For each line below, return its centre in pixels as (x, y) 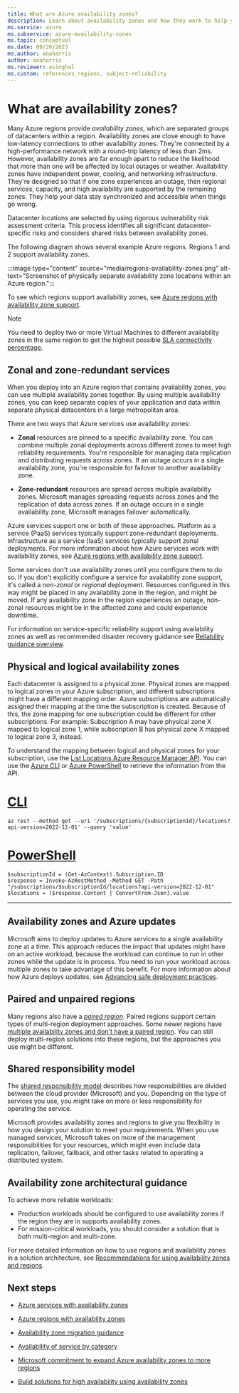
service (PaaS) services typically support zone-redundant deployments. (113, 533)
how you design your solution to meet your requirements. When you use (113, 1130)
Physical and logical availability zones (94, 667)
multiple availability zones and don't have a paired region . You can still (110, 1031)
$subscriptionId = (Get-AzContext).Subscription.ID (85, 874)
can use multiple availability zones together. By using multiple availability (114, 395)
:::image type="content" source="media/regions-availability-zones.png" (113, 269)
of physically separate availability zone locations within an (145, 276)
